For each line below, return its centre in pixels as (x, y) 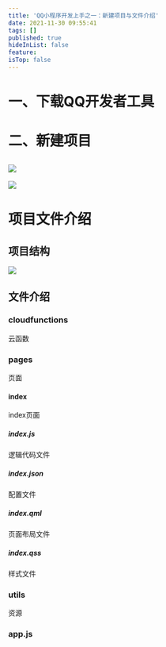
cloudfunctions (38, 320)
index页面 (24, 415)
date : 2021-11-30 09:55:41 (53, 23)
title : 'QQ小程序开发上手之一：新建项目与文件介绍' (84, 15)
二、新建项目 (50, 141)
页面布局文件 (29, 534)
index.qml (25, 513)
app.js (21, 634)
